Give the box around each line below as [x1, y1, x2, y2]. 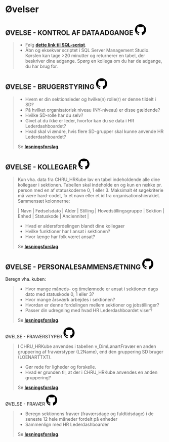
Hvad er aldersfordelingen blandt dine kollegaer [25, 223, 125, 229]
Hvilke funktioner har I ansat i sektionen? [25, 228, 110, 234]
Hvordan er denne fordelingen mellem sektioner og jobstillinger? [25, 302, 159, 308]
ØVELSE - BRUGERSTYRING [5, 82, 95, 92]
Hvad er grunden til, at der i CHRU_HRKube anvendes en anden [25, 369, 158, 375]
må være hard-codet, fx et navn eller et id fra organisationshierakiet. [17, 192, 160, 198]
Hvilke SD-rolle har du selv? [25, 112, 83, 118]
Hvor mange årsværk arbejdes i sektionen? [25, 297, 115, 303]
